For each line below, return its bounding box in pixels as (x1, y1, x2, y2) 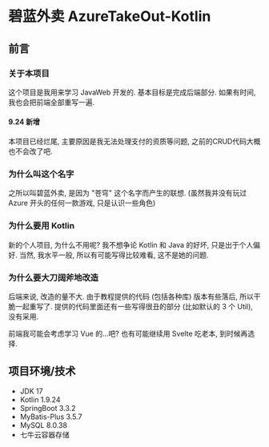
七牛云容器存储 (19, 429, 70, 439)
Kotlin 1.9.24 (19, 394, 61, 405)
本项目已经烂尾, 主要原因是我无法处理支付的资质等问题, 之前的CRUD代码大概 (8, 137, 261, 147)
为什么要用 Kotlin (8, 220, 74, 232)
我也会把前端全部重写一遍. (8, 97, 95, 107)
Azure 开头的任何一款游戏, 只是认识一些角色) (8, 198, 156, 208)
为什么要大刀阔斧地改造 (8, 272, 98, 283)
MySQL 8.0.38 (19, 420, 68, 429)
